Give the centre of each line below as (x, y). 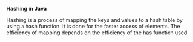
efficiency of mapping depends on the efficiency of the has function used (97, 33)
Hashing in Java (27, 9)
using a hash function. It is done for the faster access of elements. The (93, 26)
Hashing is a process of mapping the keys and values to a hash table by (95, 20)
